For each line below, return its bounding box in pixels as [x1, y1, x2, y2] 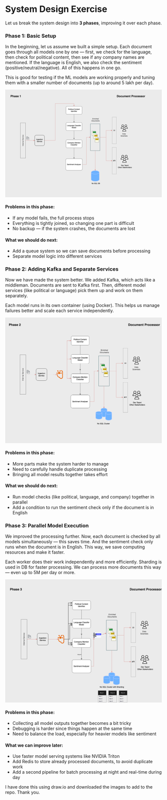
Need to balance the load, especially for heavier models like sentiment [12, 731, 157, 737]
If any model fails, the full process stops [12, 215, 94, 221]
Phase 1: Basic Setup [5, 32, 56, 39]
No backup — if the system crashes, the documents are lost [12, 225, 136, 231]
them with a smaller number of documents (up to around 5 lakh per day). [5, 80, 154, 86]
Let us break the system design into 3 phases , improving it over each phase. [5, 20, 162, 26]
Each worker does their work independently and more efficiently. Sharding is [5, 559, 162, 565]
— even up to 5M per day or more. [5, 570, 76, 576]
